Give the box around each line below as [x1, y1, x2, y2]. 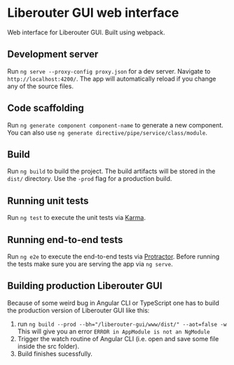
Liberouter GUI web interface [7, 5, 179, 21]
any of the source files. [7, 82, 74, 90]
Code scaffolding [7, 102, 84, 114]
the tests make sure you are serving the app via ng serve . [7, 260, 173, 268]
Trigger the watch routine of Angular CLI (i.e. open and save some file [17, 334, 219, 343]
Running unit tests [7, 195, 89, 207]
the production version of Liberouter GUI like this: [7, 306, 150, 315]
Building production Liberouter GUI [7, 280, 163, 292]
